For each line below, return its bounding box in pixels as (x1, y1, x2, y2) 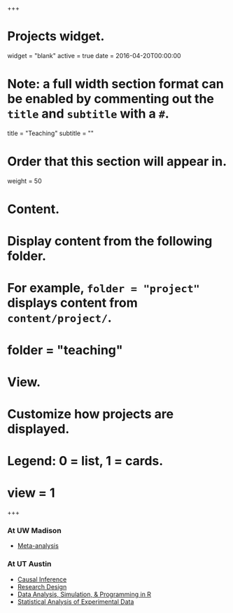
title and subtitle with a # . (7, 106, 169, 122)
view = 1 (7, 485, 55, 501)
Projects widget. (7, 29, 105, 44)
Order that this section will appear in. (7, 153, 227, 170)
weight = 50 (7, 177, 42, 185)
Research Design (17, 582, 67, 591)
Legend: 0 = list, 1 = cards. (7, 453, 164, 469)
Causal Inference (17, 575, 67, 584)
